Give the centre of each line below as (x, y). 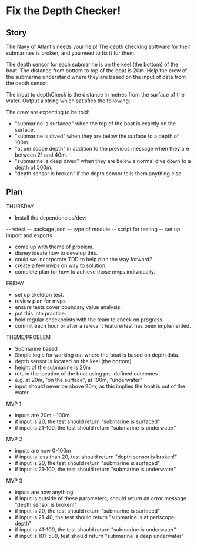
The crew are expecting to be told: (48, 112)
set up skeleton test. (39, 294)
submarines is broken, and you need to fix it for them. (71, 53)
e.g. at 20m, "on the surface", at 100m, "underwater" (79, 380)
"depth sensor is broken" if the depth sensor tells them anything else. (99, 174)
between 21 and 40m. (41, 155)
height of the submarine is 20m (53, 367)
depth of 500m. (34, 167)
